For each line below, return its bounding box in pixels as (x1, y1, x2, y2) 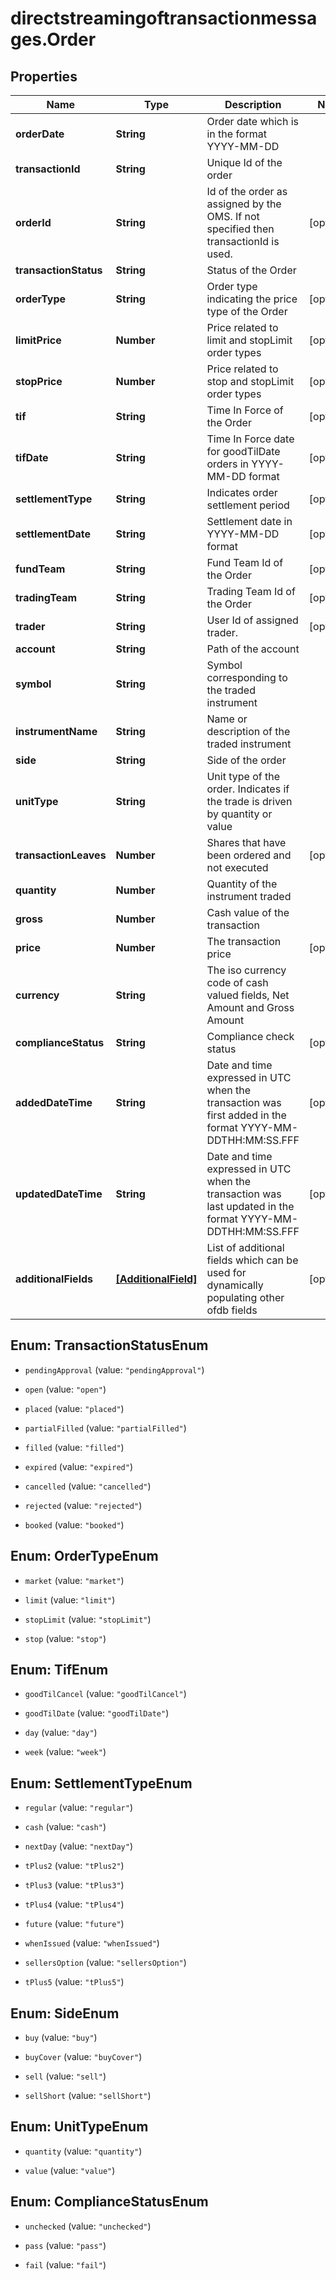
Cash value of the (206, 906, 290, 919)
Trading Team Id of (206, 585, 296, 598)
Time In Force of (206, 403, 284, 417)
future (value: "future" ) (24, 1918, 125, 1930)
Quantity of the (206, 877, 278, 891)
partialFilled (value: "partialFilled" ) (24, 1422, 187, 1434)
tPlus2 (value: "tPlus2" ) (24, 1860, 125, 1872)
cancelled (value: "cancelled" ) (24, 1480, 152, 1492)
